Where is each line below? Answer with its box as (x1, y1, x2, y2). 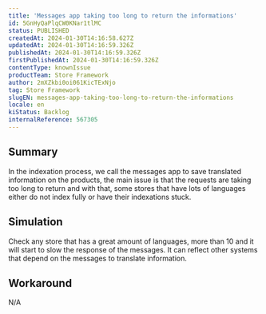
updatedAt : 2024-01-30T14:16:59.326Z (8, 42, 134, 50)
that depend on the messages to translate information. (8, 253, 188, 263)
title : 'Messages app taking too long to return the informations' (8, 11, 238, 20)
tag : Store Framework (8, 85, 81, 94)
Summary (8, 145, 58, 159)
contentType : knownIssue (8, 64, 91, 72)
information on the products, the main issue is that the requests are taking (8, 175, 252, 185)
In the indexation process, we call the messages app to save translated (8, 166, 242, 176)
